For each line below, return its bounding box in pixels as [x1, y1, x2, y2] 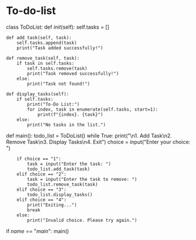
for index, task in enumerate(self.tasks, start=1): [27, 107, 159, 112]
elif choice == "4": [16, 197, 67, 203]
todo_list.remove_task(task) [27, 181, 98, 187]
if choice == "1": [16, 156, 61, 162]
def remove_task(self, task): [6, 55, 80, 61]
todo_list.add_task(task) [27, 166, 91, 172]
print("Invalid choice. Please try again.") [27, 217, 137, 223]
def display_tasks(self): [6, 91, 69, 97]
